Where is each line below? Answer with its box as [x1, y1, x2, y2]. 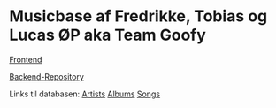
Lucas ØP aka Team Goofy [9, 25, 206, 45]
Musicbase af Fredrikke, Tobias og [9, 6, 268, 27]
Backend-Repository [9, 71, 84, 81]
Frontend [9, 54, 42, 65]
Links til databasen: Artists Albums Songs [9, 89, 161, 99]
